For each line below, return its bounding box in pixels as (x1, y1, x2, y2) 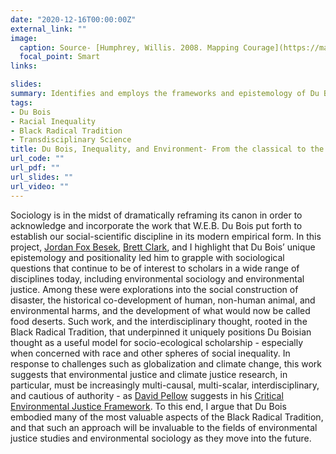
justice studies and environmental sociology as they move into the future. (10, 432, 312, 444)
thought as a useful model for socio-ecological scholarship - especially (10, 336, 304, 348)
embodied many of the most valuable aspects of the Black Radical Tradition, (10, 411, 324, 423)
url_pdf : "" (10, 163, 60, 173)
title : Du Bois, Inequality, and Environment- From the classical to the (10, 144, 325, 155)
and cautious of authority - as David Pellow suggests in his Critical (10, 389, 284, 401)
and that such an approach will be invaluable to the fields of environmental (10, 421, 318, 433)
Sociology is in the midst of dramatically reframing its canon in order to (10, 209, 303, 221)
